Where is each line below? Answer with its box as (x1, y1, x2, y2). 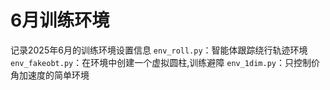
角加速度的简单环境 (10, 69, 90, 81)
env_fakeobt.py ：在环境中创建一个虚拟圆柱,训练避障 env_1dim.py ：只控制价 (10, 56, 320, 68)
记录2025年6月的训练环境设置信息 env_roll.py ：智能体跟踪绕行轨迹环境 (10, 44, 308, 56)
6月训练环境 (10, 9, 110, 32)
